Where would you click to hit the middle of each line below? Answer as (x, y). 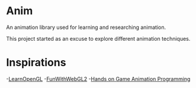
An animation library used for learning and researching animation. (86, 27)
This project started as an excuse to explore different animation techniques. (98, 38)
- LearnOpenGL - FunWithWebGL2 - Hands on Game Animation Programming (98, 79)
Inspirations (36, 63)
